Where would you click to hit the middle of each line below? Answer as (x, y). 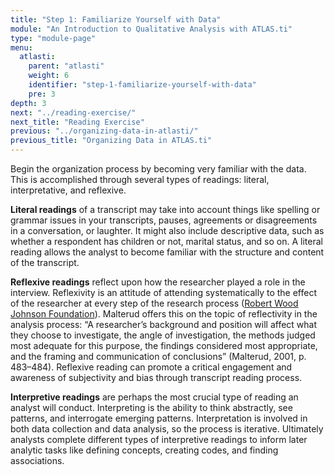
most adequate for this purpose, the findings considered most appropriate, (164, 345)
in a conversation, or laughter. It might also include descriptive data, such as (167, 230)
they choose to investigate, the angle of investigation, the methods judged (163, 335)
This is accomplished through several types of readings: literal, (140, 179)
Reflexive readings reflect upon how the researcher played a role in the (158, 282)
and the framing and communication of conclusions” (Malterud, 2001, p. (158, 356)
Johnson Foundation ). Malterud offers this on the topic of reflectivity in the (164, 314)
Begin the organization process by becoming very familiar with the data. (158, 169)
